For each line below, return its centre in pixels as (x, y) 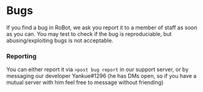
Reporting (21, 56)
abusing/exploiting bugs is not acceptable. (60, 40)
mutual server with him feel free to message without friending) (85, 82)
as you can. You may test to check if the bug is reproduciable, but (89, 34)
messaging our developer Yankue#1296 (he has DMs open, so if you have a (102, 76)
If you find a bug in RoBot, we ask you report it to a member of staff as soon (102, 27)
